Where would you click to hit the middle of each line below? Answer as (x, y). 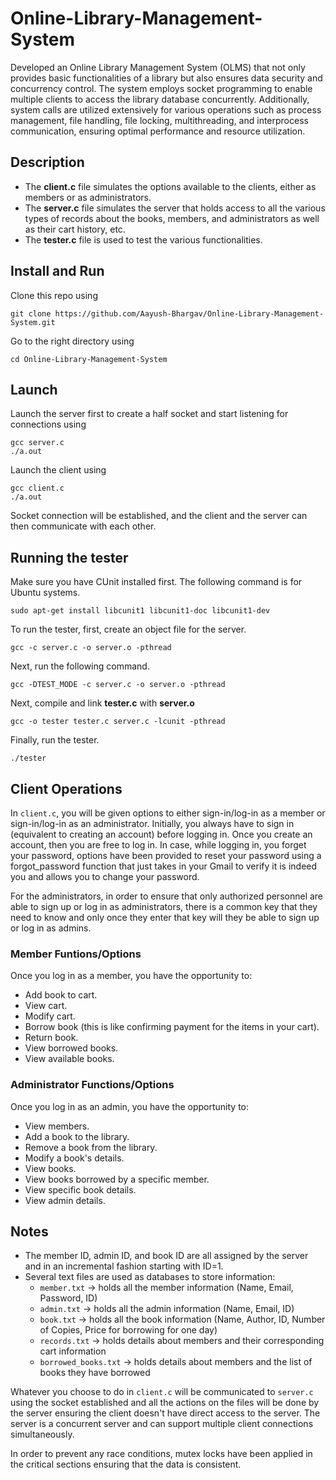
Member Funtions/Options (76, 954)
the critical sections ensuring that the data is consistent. (126, 1464)
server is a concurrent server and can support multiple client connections (162, 1424)
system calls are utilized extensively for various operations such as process (166, 109)
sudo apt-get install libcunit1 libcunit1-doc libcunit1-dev (140, 611)
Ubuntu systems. (45, 593)
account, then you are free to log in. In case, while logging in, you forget (158, 845)
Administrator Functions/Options (92, 1085)
